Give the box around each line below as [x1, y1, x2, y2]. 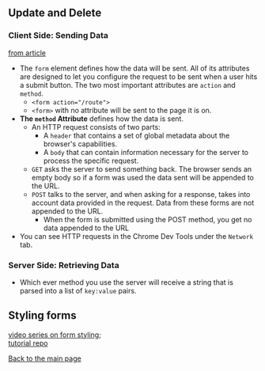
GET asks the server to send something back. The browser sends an [31, 164, 252, 173]
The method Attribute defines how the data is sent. [19, 114, 184, 123]
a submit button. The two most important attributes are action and [19, 80, 236, 89]
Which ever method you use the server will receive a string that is [19, 277, 233, 287]
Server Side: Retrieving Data [8, 259, 120, 271]
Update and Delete [8, 6, 102, 20]
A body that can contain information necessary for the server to [43, 147, 249, 157]
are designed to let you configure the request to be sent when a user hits [19, 71, 258, 81]
